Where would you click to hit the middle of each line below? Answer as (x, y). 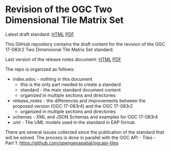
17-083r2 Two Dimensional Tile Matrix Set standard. (60, 49)
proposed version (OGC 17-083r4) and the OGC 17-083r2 (73, 106)
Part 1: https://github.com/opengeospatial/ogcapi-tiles (62, 143)
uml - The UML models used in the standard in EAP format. (74, 122)
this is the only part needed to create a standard (70, 84)
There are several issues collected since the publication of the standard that (85, 132)
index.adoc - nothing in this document (53, 79)
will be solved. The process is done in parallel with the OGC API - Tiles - (81, 137)
